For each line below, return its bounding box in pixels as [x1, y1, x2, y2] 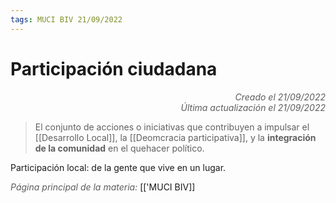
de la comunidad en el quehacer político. [34, 142, 205, 154]
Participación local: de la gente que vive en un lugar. [10, 161, 227, 173]
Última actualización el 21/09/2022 [180, 101, 326, 113]
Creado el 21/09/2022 [234, 91, 326, 103]
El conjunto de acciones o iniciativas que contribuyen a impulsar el [34, 121, 310, 133]
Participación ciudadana [10, 57, 218, 80]
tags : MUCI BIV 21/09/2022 [10, 14, 123, 25]
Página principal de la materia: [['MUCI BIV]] [10, 181, 196, 193]
